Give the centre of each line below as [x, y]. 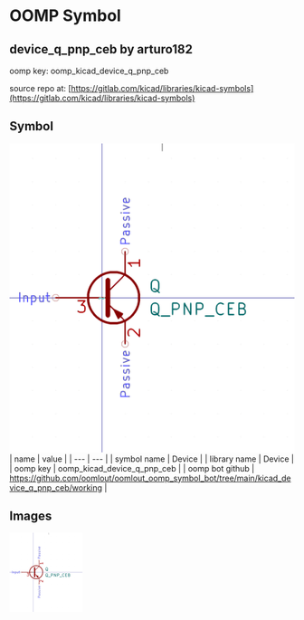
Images [31, 516]
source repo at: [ [40, 88]
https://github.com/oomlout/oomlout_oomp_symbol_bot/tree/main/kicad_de [150, 478]
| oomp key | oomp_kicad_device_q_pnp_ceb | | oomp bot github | [132, 468]
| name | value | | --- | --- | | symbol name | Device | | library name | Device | [152, 459]
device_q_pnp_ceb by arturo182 [101, 49]
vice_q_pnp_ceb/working [56, 487]
